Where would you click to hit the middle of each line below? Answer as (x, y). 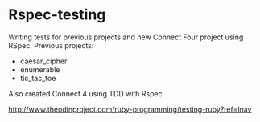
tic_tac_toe (38, 78)
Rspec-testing (57, 15)
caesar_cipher (43, 61)
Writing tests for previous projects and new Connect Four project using (126, 37)
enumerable (40, 69)
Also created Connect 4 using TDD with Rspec (85, 93)
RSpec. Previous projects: (51, 45)
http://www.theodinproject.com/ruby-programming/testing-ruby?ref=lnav (130, 109)
